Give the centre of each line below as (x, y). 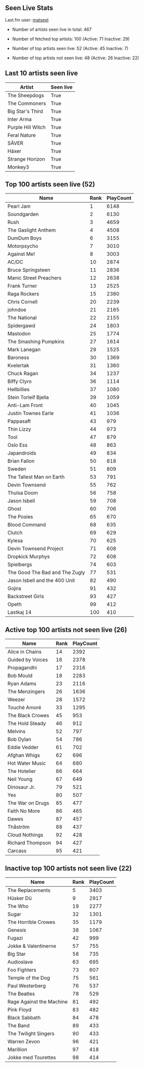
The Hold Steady (27, 724)
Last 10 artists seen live (41, 73)
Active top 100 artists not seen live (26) (66, 630)
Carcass (17, 851)
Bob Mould (20, 676)
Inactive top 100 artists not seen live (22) (68, 868)
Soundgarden (23, 214)
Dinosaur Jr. (21, 787)
